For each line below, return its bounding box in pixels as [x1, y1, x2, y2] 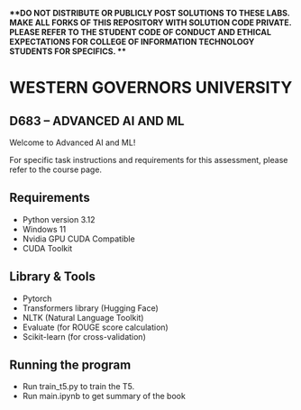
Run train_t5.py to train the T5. [22, 381, 135, 392]
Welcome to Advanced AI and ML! [9, 137, 136, 148]
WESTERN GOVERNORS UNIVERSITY [9, 77, 293, 98]
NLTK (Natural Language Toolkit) [22, 312, 144, 323]
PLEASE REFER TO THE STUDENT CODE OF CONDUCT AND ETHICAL [9, 27, 272, 37]
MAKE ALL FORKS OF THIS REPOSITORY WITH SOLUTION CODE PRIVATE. [9, 17, 292, 28]
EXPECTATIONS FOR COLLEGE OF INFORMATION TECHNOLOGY [9, 36, 255, 47]
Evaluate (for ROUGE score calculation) [22, 322, 169, 333]
